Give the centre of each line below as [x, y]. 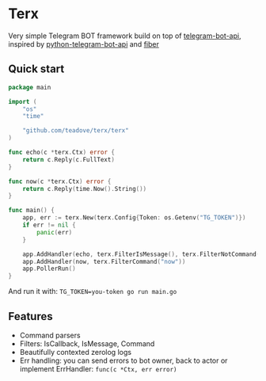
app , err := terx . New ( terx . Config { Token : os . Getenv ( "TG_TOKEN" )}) [134, 218]
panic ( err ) [55, 232]
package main [30, 87]
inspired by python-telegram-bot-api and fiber [84, 44]
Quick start [36, 69]
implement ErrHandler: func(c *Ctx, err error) [98, 368]
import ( [23, 101]
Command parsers [50, 335]
